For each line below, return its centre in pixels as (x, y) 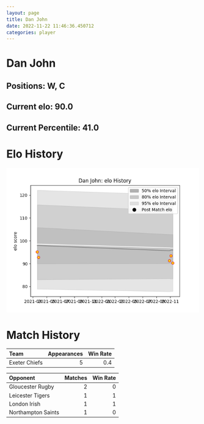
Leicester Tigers (29, 395)
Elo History (35, 154)
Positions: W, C (36, 86)
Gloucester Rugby (31, 387)
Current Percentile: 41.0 (53, 128)
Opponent (22, 378)
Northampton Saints (34, 412)
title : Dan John (27, 19)
